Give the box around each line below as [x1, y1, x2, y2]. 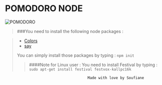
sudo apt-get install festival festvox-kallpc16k [29, 67, 132, 72]
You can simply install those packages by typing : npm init [16, 52, 134, 58]
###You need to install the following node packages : [16, 28, 124, 34]
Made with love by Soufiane [87, 75, 145, 80]
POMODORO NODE [5, 3, 83, 14]
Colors [24, 37, 38, 44]
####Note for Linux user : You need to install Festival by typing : [29, 62, 158, 68]
